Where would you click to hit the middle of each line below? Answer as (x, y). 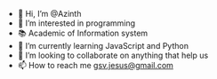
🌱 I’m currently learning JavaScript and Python (103, 46)
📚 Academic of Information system (83, 33)
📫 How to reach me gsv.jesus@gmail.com (95, 65)
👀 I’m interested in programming (76, 23)
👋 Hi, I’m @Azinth (49, 14)
